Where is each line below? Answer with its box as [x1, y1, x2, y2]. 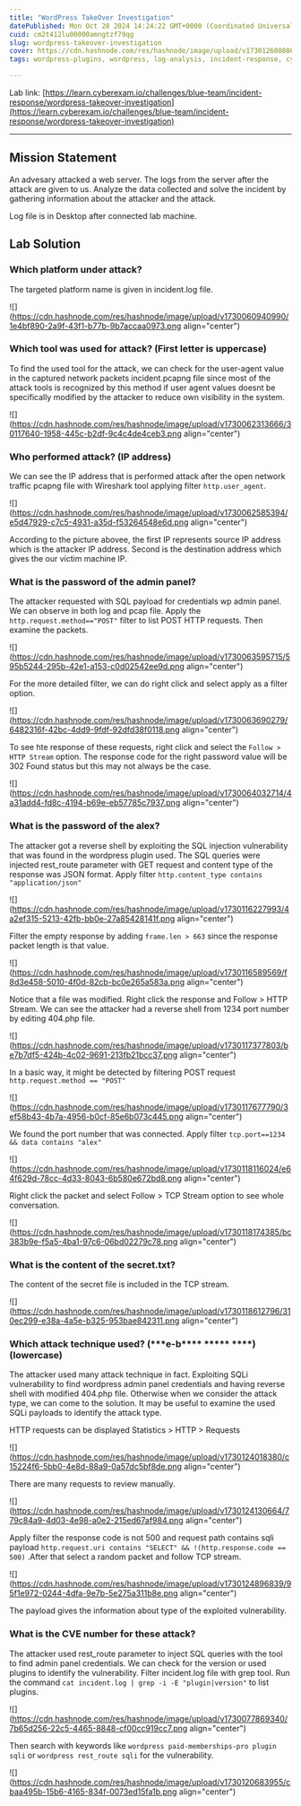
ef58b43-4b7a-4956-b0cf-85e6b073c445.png [9, 1111, 184, 1121]
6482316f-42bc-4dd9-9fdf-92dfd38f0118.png [9, 724, 180, 736]
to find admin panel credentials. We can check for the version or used [9, 1657, 267, 1669]
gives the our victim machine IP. [9, 554, 127, 564]
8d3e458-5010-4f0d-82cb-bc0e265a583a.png [9, 976, 185, 987]
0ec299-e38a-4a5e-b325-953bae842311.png [9, 1315, 180, 1326]
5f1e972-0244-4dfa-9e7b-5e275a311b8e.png [9, 1588, 178, 1599]
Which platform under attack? [9, 264, 142, 276]
